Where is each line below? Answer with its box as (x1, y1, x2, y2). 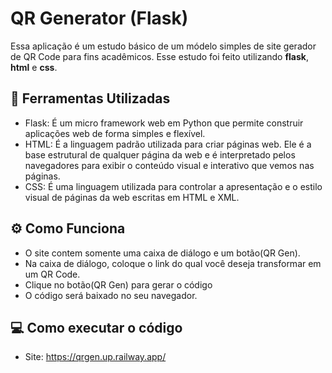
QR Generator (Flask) (10, 7, 189, 30)
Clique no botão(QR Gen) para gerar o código (24, 278, 213, 291)
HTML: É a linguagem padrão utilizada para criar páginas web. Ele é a (24, 138, 312, 150)
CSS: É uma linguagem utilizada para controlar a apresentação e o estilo (24, 180, 323, 192)
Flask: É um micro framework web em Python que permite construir (24, 117, 304, 129)
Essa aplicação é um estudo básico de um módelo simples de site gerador (10, 40, 317, 52)
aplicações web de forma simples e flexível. (24, 127, 206, 139)
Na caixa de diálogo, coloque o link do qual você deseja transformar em (24, 257, 322, 269)
